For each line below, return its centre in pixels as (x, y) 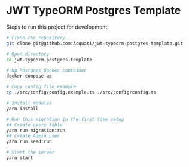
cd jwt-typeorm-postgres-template (49, 60)
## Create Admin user (33, 136)
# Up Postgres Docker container (46, 70)
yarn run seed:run (29, 142)
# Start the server (31, 153)
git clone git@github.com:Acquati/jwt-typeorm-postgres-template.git (95, 43)
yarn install (22, 109)
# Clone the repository (36, 38)
